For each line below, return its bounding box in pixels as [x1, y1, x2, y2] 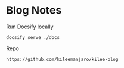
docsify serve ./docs [6, 34, 60, 40]
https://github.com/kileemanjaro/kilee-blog [6, 56, 119, 62]
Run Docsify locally [6, 23, 54, 30]
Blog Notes [6, 4, 62, 17]
